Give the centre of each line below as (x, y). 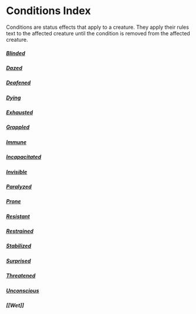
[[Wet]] (15, 305)
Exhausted (20, 112)
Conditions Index (48, 11)
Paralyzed (19, 186)
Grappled (18, 127)
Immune (16, 142)
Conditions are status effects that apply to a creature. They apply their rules (98, 27)
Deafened (18, 83)
